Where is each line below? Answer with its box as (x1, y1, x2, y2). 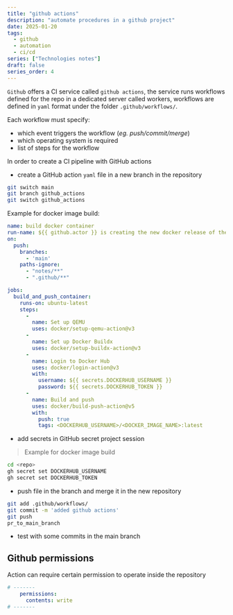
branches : (19, 248, 49, 255)
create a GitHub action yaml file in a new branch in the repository (17, 171, 202, 179)
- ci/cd (13, 49, 36, 56)
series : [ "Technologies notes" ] (7, 55, 101, 62)
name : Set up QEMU (32, 319, 85, 326)
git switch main (7, 184, 54, 191)
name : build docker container (7, 223, 95, 229)
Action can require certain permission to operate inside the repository (7, 571, 207, 579)
